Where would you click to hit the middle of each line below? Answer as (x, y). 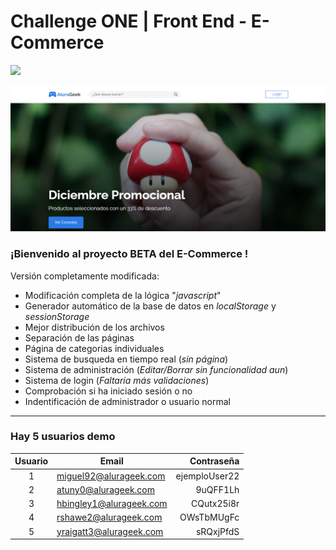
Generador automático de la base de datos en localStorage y (150, 306)
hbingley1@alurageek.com (112, 504)
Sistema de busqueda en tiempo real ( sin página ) (126, 359)
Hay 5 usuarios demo (63, 437)
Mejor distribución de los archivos (94, 327)
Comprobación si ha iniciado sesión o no (108, 391)
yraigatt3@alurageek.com (110, 531)
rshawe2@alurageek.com (109, 517)
